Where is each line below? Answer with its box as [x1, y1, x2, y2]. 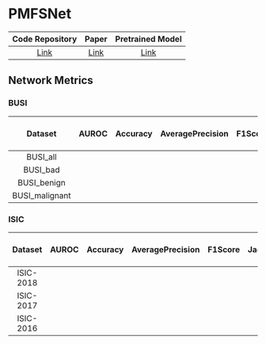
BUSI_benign [17, 177, 66, 188]
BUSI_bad [23, 164, 60, 175]
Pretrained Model [115, 33, 182, 44]
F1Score [207, 243, 241, 254]
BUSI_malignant [12, 189, 71, 201]
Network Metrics [8, 74, 93, 87]
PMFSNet [8, 5, 72, 23]
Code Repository [12, 33, 78, 44]
